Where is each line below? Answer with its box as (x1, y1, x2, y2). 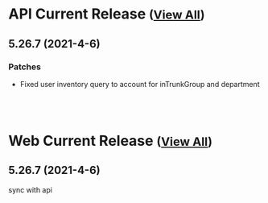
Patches (8, 61, 42, 72)
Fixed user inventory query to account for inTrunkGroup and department (19, 79, 260, 89)
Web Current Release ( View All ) (8, 132, 213, 150)
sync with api (8, 184, 52, 194)
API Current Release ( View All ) (8, 5, 205, 23)
